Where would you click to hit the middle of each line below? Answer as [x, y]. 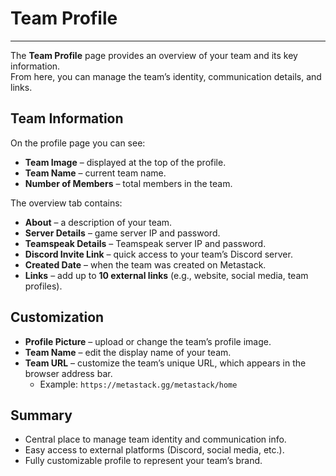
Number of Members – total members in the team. [128, 183]
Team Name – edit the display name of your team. [128, 352]
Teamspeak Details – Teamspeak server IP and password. [145, 243]
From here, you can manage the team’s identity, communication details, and [166, 76]
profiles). [43, 286]
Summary [41, 415]
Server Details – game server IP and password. [122, 233]
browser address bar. [68, 373]
